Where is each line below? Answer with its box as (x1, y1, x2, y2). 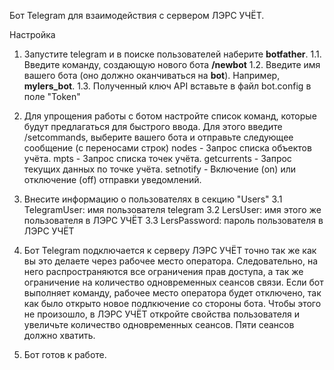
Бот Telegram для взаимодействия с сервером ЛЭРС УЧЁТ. (9, 10, 265, 21)
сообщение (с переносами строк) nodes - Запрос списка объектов (23, 142, 312, 154)
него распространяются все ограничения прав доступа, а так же (23, 266, 304, 277)
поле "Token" (23, 91, 81, 102)
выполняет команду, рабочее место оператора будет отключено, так (23, 287, 322, 299)
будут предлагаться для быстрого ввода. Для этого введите (23, 121, 283, 132)
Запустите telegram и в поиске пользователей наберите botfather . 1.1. (23, 48, 322, 60)
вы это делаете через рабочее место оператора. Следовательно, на (23, 255, 319, 267)
